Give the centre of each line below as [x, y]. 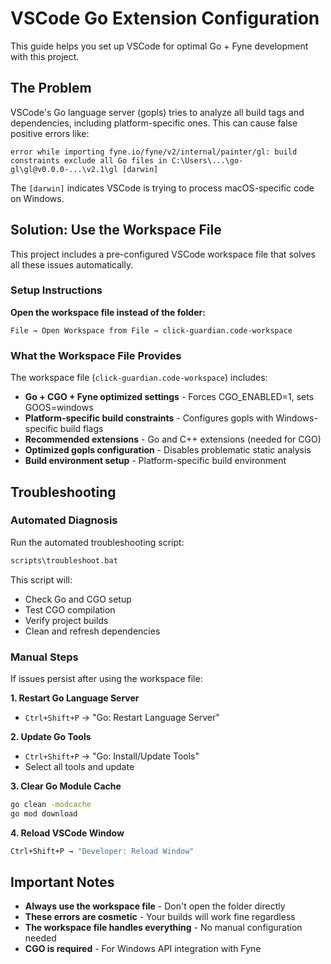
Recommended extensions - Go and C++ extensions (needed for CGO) [173, 439]
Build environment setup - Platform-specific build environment [155, 461]
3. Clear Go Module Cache [66, 786]
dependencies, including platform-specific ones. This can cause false [154, 123]
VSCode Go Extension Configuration [165, 18]
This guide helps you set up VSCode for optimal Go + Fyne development [159, 46]
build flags [81, 429]
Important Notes [62, 882]
